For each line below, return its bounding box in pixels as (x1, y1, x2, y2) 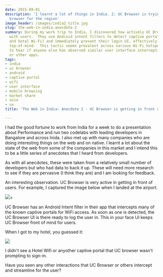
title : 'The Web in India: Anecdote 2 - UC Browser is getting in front (5, 107, 155, 112)
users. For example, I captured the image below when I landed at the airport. (5, 185, 158, 190)
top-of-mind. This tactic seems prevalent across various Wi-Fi (9, 43, 145, 48)
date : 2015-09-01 (5, 7, 40, 12)
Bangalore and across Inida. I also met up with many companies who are (5, 134, 150, 140)
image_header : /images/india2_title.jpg (5, 20, 88, 26)
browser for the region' (9, 16, 60, 21)
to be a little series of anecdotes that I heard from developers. (5, 150, 129, 156)
